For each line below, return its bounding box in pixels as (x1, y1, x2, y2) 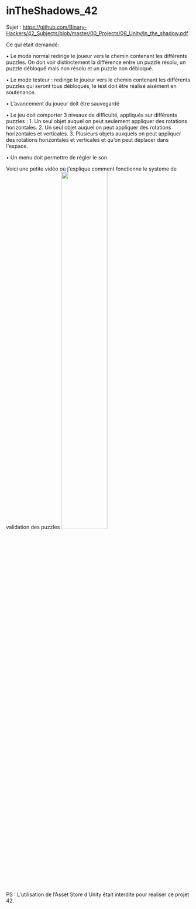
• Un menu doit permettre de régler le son (6, 154, 107, 161)
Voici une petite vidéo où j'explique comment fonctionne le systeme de (6, 165, 177, 172)
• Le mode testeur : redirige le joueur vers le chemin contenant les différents (6, 76, 191, 83)
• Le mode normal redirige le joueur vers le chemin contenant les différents (6, 52, 187, 59)
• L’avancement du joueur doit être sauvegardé (6, 100, 120, 107)
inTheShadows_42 (6, 4, 98, 18)
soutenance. (6, 88, 36, 96)
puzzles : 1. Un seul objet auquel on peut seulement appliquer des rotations (6, 117, 187, 124)
